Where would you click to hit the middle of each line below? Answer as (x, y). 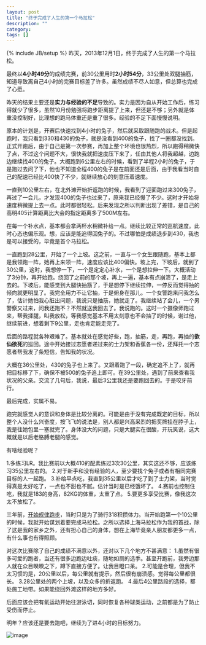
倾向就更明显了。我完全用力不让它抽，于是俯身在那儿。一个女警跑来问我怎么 (103, 293)
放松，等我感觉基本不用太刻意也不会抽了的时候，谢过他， (127, 316)
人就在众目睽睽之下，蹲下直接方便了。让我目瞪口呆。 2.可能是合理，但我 (98, 566)
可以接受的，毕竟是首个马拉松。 (52, 241)
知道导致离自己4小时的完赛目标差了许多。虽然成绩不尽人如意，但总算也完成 (102, 82)
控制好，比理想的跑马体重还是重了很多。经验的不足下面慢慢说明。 (100, 118)
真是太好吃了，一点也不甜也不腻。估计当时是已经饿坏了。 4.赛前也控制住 (103, 487)
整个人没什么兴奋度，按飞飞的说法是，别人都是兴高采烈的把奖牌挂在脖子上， (103, 422)
